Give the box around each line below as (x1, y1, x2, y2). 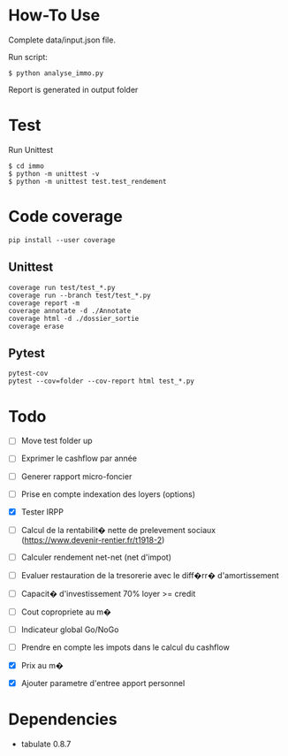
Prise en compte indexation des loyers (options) (20, 488, 196, 500)
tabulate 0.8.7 (20, 739, 72, 750)
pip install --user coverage (8, 235, 116, 244)
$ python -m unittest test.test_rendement (8, 177, 167, 186)
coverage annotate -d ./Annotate (8, 306, 132, 315)
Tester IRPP (20, 506, 64, 517)
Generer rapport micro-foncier (20, 470, 133, 482)
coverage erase (8, 322, 64, 331)
